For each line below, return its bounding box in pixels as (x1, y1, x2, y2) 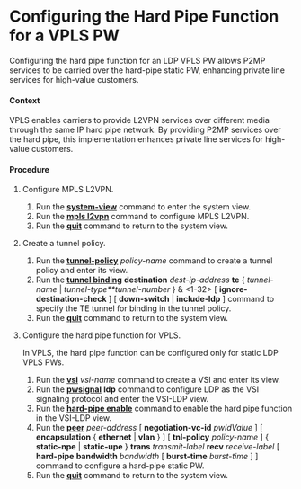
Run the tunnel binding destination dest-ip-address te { (35, 274, 245, 285)
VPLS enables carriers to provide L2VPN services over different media (9, 115, 270, 126)
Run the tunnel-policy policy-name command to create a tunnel (35, 255, 273, 266)
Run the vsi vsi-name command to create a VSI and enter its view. (35, 375, 281, 386)
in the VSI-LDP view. (35, 413, 112, 423)
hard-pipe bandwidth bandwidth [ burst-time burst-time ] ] (35, 451, 259, 462)
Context (9, 94, 40, 105)
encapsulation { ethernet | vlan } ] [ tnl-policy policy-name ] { (35, 431, 270, 442)
